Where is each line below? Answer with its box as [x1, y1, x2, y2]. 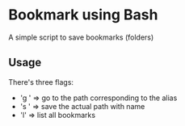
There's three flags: [8, 77, 74, 86]
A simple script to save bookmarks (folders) [8, 32, 154, 42]
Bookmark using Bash [8, 6, 158, 24]
